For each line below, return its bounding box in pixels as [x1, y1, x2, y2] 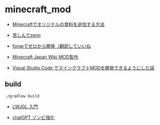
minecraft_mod [5, 4, 71, 15]
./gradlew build [5, 93, 39, 98]
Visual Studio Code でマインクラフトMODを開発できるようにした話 [12, 65, 155, 71]
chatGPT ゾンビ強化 [12, 114, 55, 120]
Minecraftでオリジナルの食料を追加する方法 [12, 21, 105, 27]
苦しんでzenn [12, 32, 41, 38]
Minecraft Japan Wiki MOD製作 [12, 54, 78, 60]
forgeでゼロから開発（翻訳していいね [12, 43, 91, 49]
